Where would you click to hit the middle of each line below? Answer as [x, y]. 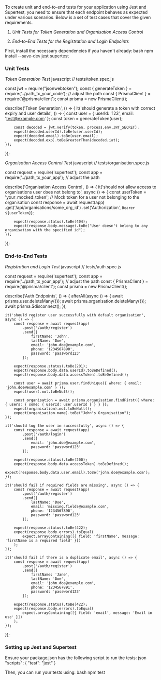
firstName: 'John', [50, 336]
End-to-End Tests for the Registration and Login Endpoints [70, 41]
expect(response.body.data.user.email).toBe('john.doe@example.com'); [78, 472]
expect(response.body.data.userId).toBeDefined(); [66, 370]
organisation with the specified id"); [45, 230]
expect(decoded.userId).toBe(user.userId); [58, 132]
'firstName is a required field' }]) [43, 541]
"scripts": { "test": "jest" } [30, 663]
